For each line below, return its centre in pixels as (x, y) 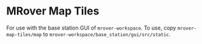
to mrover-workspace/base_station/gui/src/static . (107, 34)
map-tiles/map (24, 34)
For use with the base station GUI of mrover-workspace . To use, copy (91, 28)
